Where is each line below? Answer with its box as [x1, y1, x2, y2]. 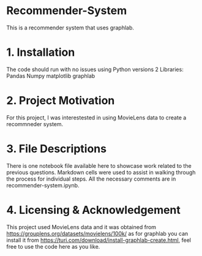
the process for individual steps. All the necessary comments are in [6, 175, 176, 183]
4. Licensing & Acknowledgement [6, 203, 181, 217]
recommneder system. [6, 120, 64, 127]
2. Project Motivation [6, 94, 115, 108]
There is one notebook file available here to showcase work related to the [6, 162, 192, 169]
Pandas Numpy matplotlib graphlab [6, 72, 95, 80]
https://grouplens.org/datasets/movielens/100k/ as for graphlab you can [6, 230, 189, 237]
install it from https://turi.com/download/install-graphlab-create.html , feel [6, 236, 192, 244]
